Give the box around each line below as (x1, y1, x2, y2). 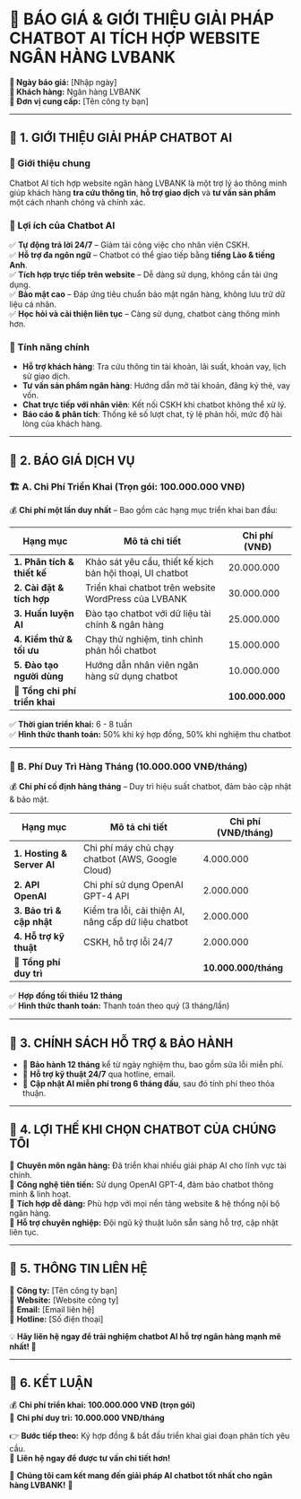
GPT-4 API (83, 890, 130, 902)
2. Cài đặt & (13, 581, 64, 594)
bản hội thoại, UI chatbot (84, 566, 189, 579)
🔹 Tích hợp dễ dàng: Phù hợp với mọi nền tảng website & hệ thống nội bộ (9, 1198, 280, 1208)
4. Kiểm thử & (13, 632, 73, 645)
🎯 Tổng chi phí (13, 684, 76, 697)
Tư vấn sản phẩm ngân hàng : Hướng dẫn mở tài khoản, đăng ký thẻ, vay (21, 380, 291, 391)
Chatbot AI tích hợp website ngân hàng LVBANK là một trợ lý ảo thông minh (9, 178, 288, 188)
